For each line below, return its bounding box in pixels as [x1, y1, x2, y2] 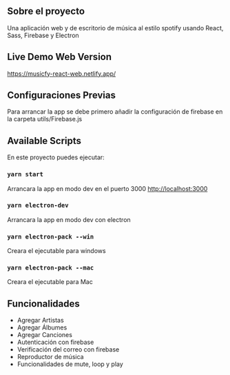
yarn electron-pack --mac [7, 264, 94, 272]
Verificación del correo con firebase [17, 345, 120, 354]
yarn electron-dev [7, 201, 69, 210]
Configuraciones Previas [7, 90, 116, 101]
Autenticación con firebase [17, 338, 94, 347]
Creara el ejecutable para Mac [7, 278, 93, 286]
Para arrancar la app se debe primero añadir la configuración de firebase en [7, 108, 223, 116]
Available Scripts [7, 134, 81, 147]
